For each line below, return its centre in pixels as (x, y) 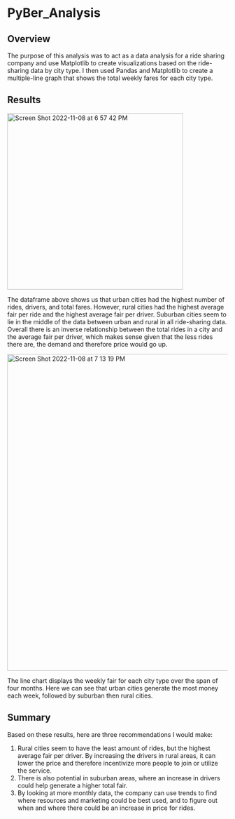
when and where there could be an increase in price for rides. (106, 808)
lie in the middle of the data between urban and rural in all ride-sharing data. (117, 321)
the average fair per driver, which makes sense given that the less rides (110, 337)
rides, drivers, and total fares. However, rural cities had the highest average (116, 307)
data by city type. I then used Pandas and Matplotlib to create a (122, 71)
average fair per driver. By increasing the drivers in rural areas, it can (116, 755)
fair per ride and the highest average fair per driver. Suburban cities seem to (117, 314)
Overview (29, 39)
